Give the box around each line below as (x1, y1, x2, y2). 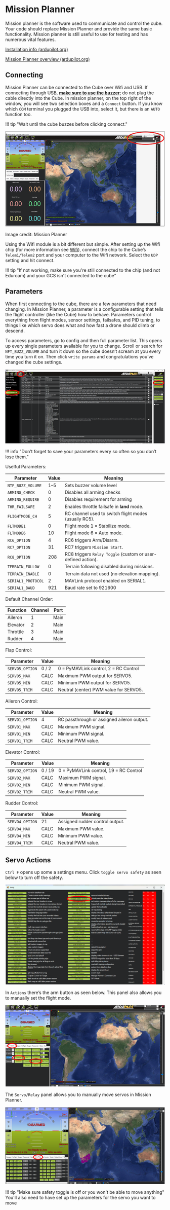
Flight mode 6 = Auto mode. (65, 530, 123, 536)
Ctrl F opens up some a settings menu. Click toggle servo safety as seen (5, 869, 162, 875)
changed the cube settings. (5, 359, 62, 365)
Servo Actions (5, 856, 51, 864)
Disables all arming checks (65, 489, 120, 495)
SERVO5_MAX (7, 673, 30, 679)
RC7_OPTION (7, 545, 30, 550)
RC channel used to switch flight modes (65, 510, 148, 517)
